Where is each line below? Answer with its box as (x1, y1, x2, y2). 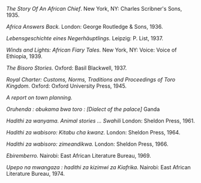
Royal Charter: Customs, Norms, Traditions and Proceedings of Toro (6, 76, 176, 83)
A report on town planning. (6, 94, 73, 101)
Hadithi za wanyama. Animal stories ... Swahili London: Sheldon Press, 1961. (6, 117, 195, 124)
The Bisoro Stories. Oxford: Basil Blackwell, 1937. (6, 64, 127, 71)
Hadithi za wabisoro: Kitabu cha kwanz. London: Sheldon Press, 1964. (6, 129, 181, 136)
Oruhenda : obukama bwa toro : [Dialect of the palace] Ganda (6, 106, 160, 113)
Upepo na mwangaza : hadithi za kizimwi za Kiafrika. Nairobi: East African (6, 164, 191, 170)
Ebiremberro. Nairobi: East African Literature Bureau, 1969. (6, 152, 151, 159)
